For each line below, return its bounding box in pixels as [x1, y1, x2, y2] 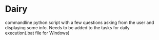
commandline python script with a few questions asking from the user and [5, 20, 155, 25]
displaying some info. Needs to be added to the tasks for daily [5, 24, 130, 30]
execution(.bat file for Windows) [5, 30, 70, 36]
